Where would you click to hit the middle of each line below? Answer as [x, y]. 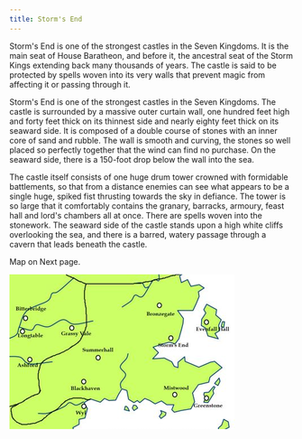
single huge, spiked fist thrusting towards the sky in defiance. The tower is [148, 196]
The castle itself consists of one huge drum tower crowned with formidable [149, 177]
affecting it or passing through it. [70, 84]
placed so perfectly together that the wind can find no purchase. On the [143, 150]
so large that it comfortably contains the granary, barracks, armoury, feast [147, 205]
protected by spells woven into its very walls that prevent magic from [137, 75]
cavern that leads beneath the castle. [78, 244]
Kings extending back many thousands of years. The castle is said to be [143, 65]
